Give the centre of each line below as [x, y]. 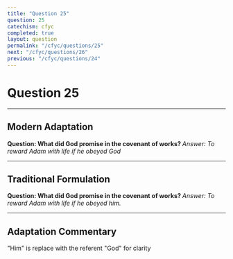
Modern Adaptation [50, 127]
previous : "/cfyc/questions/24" [54, 59]
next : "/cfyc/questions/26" [48, 53]
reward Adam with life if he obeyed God [64, 151]
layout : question [32, 39]
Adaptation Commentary [62, 232]
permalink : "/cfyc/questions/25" [55, 46]
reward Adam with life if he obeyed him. [64, 203]
